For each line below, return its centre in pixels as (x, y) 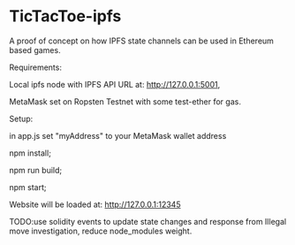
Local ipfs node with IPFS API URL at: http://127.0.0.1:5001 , (115, 84)
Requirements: (35, 67)
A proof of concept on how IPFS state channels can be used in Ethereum (141, 41)
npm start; (28, 187)
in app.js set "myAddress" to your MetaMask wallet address (118, 135)
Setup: (21, 119)
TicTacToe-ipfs (65, 16)
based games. (35, 50)
